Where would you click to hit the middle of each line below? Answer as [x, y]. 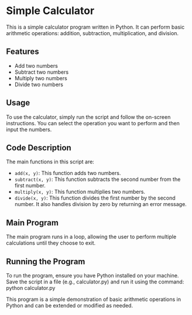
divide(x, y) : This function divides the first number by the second [95, 198]
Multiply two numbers [41, 78]
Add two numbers [36, 66]
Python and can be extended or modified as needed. [70, 305]
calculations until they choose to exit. [51, 243]
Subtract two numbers [42, 72]
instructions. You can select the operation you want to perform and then [93, 123]
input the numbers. [29, 129]
